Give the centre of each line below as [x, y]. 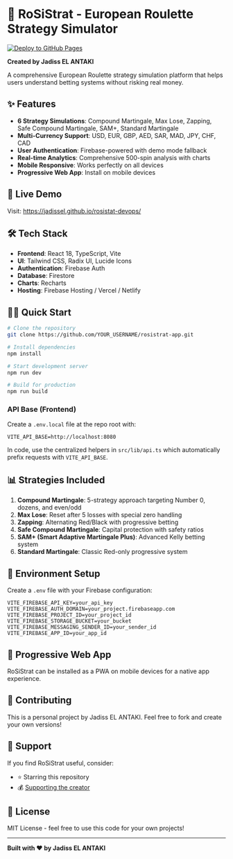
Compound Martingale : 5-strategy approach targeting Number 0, [111, 500]
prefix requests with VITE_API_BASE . [58, 458]
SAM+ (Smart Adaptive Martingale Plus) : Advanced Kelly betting [111, 537]
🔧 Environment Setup [54, 574]
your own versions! [35, 724]
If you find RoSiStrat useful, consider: [61, 763]
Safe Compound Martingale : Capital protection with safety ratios [111, 530]
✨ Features [32, 104]
